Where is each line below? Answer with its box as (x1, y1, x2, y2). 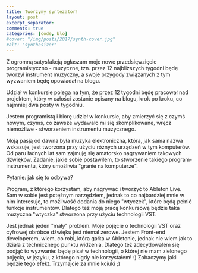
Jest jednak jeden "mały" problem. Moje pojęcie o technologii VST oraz (6, 222, 181, 229)
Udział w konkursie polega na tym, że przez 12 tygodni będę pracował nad (6, 89, 188, 96)
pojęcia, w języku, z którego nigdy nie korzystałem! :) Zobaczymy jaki (6, 253, 177, 261)
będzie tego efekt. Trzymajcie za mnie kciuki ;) (6, 260, 121, 267)
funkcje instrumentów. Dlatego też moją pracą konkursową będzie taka (6, 204, 180, 211)
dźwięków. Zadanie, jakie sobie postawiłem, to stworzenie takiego (6, 156, 168, 163)
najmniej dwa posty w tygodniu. (6, 101, 84, 108)
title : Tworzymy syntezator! (6, 8, 78, 15)
